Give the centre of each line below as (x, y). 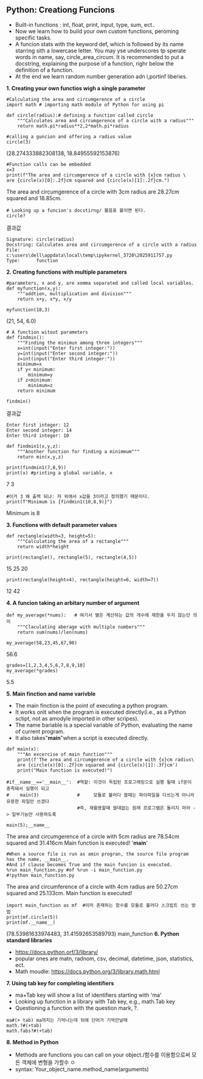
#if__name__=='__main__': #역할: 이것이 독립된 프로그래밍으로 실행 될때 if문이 (99, 782)
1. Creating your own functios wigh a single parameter (76, 88)
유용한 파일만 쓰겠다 (28, 801)
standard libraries (29, 940)
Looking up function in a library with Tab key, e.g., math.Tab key (95, 1001)
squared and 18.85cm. (34, 198)
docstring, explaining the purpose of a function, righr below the (95, 63)
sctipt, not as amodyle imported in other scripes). (77, 718)
